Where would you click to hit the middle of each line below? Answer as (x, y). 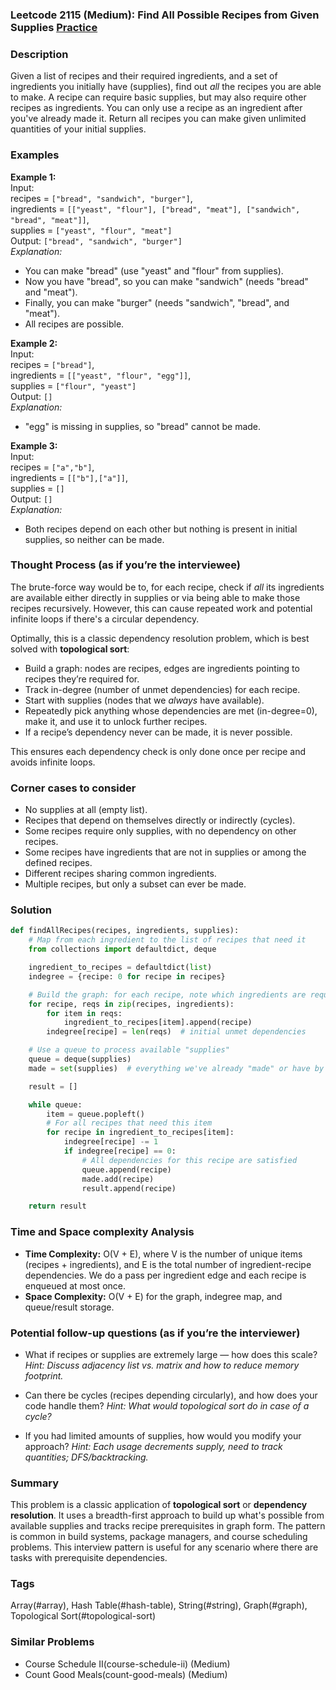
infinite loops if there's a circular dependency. (105, 619)
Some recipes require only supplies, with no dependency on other (160, 831)
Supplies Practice (54, 27)
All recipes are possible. (74, 324)
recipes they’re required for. (82, 679)
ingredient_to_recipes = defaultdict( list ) (120, 968)
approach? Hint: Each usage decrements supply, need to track (153, 1446)
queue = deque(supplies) (80, 1059)
